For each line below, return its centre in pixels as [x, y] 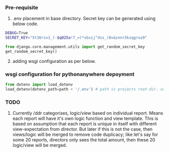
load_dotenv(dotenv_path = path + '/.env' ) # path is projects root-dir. [82, 89]
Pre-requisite [22, 8]
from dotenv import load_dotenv [39, 85]
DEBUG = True [17, 33]
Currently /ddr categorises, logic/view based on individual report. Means [88, 113]
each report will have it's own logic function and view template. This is [85, 119]
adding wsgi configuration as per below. [54, 61]
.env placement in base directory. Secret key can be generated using [84, 19]
